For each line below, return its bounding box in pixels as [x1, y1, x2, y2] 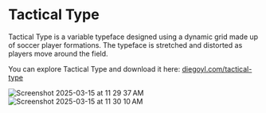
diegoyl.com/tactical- [182, 64, 252, 73]
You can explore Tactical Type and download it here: [8, 64, 181, 73]
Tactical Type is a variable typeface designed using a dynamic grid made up [8, 32, 259, 41]
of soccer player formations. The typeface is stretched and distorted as [8, 40, 243, 49]
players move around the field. [8, 49, 109, 58]
